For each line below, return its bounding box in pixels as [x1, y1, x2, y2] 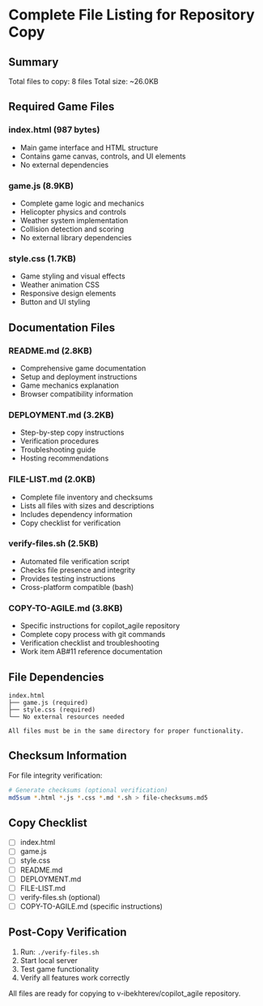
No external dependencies [19, 159, 109, 169]
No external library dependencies [19, 232, 132, 242]
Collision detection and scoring [19, 224, 124, 234]
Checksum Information [8, 749, 127, 762]
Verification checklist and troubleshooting [19, 638, 159, 648]
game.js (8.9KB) [8, 180, 74, 191]
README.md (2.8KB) [8, 345, 93, 356]
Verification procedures [19, 436, 100, 446]
